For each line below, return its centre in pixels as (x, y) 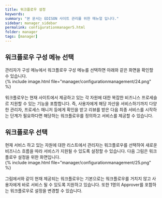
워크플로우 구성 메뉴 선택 (39, 57)
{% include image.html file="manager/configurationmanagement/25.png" (78, 162)
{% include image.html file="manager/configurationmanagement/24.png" (78, 81)
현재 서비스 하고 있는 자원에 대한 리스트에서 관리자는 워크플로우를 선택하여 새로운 (81, 145)
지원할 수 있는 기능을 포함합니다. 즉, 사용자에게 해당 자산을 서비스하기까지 (79, 103)
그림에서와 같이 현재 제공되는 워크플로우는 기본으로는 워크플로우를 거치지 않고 (78, 178)
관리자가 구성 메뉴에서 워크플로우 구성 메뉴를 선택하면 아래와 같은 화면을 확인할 (79, 70)
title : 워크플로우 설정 (25, 9)
